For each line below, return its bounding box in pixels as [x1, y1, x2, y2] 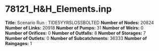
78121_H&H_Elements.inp [5, 3, 112, 15]
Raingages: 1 [5, 40, 32, 46]
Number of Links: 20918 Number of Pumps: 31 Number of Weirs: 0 [5, 25, 144, 30]
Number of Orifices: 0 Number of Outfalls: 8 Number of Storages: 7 [5, 30, 146, 36]
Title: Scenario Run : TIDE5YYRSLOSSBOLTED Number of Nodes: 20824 [5, 20, 154, 25]
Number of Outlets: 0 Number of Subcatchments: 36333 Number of [5, 35, 147, 41]
